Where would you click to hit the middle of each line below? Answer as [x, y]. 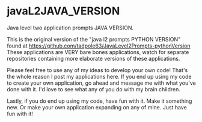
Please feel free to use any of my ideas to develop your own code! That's [97, 70]
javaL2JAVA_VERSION [63, 11]
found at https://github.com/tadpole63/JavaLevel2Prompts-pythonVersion [99, 46]
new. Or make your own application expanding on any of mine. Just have [97, 107]
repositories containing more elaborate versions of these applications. [93, 58]
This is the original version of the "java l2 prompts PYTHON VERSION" [94, 39]
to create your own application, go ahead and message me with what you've [101, 83]
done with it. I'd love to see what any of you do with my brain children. [94, 89]
